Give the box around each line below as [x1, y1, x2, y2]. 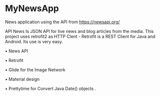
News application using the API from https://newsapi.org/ [5, 19, 120, 25]
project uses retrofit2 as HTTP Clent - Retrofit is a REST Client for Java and [5, 33, 156, 39]
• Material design [5, 76, 40, 82]
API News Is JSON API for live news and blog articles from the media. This [5, 28, 154, 34]
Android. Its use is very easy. [5, 38, 63, 44]
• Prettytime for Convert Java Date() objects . [5, 85, 96, 91]
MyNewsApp [5, 3, 59, 14]
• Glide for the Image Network [5, 66, 66, 73]
